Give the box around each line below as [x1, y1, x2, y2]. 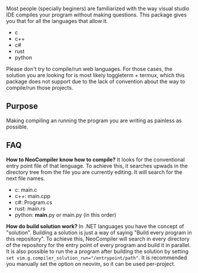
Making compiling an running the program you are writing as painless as [6, 117, 182, 124]
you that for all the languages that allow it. [6, 18, 108, 24]
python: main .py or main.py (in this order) [14, 211, 116, 218]
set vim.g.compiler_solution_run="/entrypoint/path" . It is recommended [6, 254, 187, 261]
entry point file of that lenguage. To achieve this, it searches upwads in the [6, 162, 188, 169]
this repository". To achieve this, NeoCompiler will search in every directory [6, 235, 190, 242]
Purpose [6, 101, 38, 111]
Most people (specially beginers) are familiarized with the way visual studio [6, 5, 190, 12]
